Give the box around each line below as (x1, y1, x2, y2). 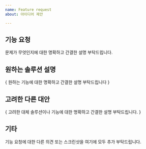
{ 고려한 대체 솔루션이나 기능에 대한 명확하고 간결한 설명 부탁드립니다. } (5, 109, 141, 115)
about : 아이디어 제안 (5, 12, 43, 17)
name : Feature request (5, 7, 52, 12)
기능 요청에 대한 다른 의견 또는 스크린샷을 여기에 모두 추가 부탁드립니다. (5, 139, 142, 145)
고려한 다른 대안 (5, 95, 50, 103)
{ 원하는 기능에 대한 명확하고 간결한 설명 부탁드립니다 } (5, 79, 110, 85)
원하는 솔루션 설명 (5, 65, 56, 74)
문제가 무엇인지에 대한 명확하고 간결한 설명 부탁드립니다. (5, 50, 113, 56)
